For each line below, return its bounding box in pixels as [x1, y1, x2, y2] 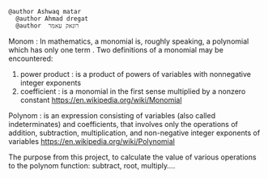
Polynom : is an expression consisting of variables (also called [8, 111, 216, 121]
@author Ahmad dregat [15, 15, 89, 23]
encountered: [8, 53, 53, 63]
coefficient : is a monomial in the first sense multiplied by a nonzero [19, 87, 246, 96]
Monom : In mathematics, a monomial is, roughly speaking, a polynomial [8, 36, 249, 46]
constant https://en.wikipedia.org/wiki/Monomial [19, 95, 182, 104]
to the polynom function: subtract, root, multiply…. [8, 161, 176, 170]
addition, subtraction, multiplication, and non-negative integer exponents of [8, 128, 261, 138]
